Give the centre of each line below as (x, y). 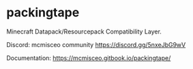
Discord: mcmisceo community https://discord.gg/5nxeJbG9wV (96, 44)
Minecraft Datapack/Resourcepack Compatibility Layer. (84, 31)
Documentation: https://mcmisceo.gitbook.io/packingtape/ (89, 58)
